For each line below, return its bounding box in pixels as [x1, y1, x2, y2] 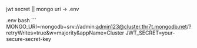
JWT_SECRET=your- [125, 29, 175, 36]
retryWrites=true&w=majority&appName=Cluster [6, 29, 125, 36]
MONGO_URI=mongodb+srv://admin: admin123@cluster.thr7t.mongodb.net [6, 23, 187, 30]
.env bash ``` [6, 17, 36, 23]
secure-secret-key [6, 36, 52, 42]
